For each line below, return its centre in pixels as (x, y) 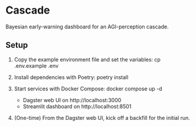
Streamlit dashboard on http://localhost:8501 (77, 106)
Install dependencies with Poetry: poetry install (71, 77)
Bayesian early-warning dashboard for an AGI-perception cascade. (87, 27)
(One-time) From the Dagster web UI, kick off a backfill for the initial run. (102, 118)
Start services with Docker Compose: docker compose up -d (88, 89)
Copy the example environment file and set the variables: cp (87, 59)
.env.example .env (36, 66)
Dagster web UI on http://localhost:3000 (72, 100)
